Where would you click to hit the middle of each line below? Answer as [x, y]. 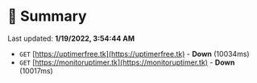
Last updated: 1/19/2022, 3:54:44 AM [71, 38]
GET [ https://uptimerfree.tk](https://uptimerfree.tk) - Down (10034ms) [135, 53]
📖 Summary [47, 16]
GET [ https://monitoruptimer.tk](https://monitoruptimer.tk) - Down [127, 62]
